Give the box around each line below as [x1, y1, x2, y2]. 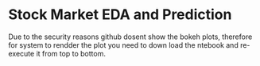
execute [8, 49, 35, 58]
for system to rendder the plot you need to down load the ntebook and [8, 40, 239, 49]
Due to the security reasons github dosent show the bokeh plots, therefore [8, 32, 253, 41]
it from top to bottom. [36, 49, 106, 58]
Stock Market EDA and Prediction [8, 6, 232, 24]
